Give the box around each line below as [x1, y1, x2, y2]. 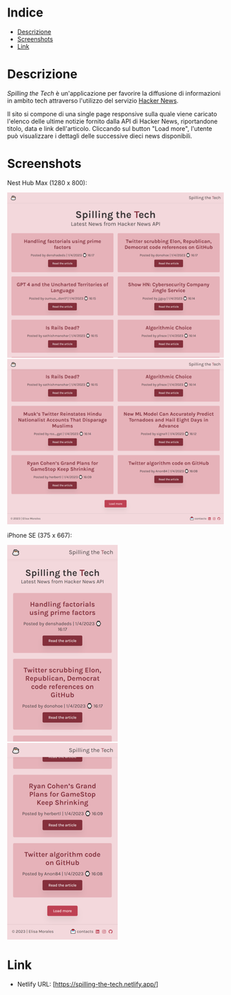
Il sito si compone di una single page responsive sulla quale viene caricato [7, 109, 218, 118]
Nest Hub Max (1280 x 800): [7, 178, 87, 187]
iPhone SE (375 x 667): [7, 531, 72, 539]
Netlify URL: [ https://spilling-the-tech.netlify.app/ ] [16, 980, 159, 988]
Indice [7, 5, 43, 21]
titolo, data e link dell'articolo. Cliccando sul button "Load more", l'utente [7, 124, 212, 132]
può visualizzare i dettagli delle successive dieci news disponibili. [7, 132, 192, 140]
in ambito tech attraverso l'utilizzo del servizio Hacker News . [7, 96, 179, 105]
